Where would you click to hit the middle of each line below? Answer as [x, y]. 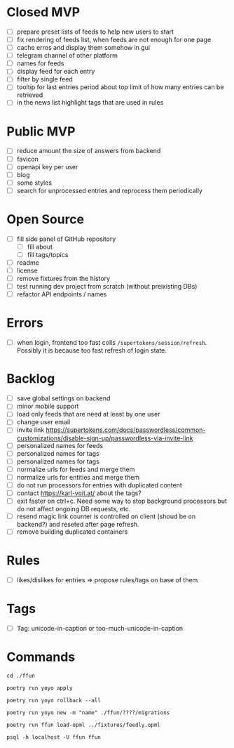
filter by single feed [44, 79]
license [27, 270]
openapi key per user [47, 166]
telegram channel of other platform [67, 55]
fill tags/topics [48, 254]
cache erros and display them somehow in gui [83, 48]
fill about [40, 247]
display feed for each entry [56, 72]
